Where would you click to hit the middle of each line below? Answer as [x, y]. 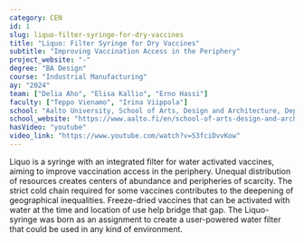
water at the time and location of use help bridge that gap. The [126, 209]
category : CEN [36, 18]
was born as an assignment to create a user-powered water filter [160, 219]
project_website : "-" [50, 60]
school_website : [40, 119]
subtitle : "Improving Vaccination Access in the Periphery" [125, 52]
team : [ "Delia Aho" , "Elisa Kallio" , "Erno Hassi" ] [109, 93]
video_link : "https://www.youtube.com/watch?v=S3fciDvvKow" [125, 136]
